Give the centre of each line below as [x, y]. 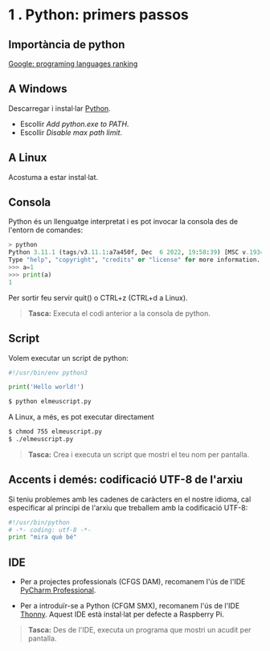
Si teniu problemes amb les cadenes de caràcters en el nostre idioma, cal [130, 499]
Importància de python [67, 45]
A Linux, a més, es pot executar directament [81, 417]
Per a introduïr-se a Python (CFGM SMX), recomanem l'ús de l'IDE [130, 606]
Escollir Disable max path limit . [71, 132]
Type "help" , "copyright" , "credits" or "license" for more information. [135, 260]
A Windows [38, 89]
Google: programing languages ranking [73, 63]
